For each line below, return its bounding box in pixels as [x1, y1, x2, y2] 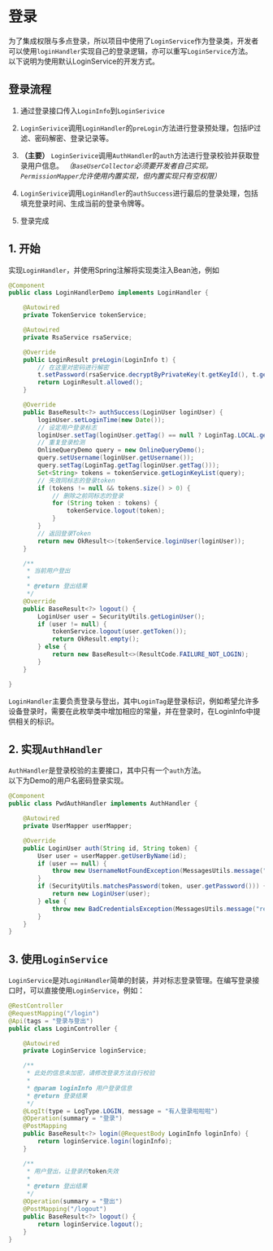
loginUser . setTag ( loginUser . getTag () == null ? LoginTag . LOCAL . [37, 431, 260, 439]
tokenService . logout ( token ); [66, 507, 165, 515]
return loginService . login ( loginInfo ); [37, 1138, 173, 1146]
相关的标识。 [15, 716, 58, 726]
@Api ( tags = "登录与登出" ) [8, 1016, 93, 1025]
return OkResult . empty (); [51, 635, 140, 644]
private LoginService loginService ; [23, 1046, 148, 1055]
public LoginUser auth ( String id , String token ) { [23, 844, 198, 852]
